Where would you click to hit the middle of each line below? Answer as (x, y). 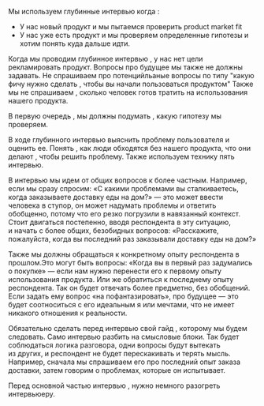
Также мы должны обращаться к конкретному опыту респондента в (124, 254)
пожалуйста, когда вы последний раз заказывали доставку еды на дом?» (132, 239)
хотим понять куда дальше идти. (75, 43)
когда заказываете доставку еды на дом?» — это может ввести (116, 197)
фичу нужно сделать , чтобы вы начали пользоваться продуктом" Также (131, 84)
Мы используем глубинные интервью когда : (84, 11)
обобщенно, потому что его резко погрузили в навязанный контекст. (124, 214)
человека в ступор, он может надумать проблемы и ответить (112, 205)
